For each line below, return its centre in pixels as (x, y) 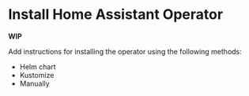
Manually (34, 83)
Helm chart (38, 66)
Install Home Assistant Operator (116, 15)
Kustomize (37, 75)
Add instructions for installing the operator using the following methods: (125, 51)
